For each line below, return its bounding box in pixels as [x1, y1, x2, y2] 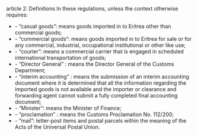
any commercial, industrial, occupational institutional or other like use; [14, 41, 186, 49]
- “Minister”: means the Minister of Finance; [14, 105, 122, 111]
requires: [6, 11, 28, 18]
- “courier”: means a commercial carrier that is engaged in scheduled [14, 48, 184, 55]
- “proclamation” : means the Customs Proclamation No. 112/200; [14, 111, 174, 118]
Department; [14, 67, 46, 73]
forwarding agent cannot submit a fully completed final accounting [14, 92, 178, 99]
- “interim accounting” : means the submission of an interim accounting [14, 73, 190, 80]
